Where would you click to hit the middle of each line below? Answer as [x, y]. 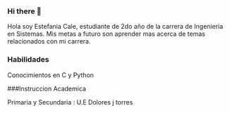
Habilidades [28, 60]
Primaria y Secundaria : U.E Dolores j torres [70, 102]
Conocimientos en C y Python [50, 75]
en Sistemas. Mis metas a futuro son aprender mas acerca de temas [107, 34]
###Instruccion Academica [47, 88]
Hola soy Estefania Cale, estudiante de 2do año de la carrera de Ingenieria [115, 27]
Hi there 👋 [25, 11]
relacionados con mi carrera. [49, 41]
